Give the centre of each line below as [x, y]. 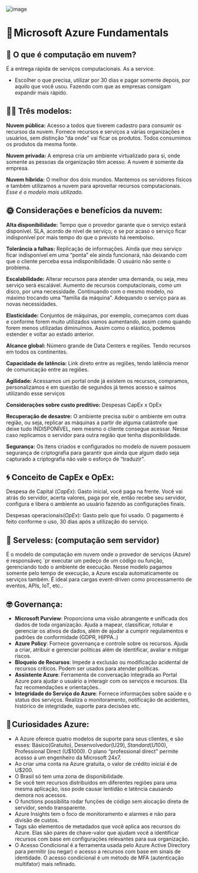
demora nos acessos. [41, 795]
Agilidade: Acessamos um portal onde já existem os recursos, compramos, [98, 381]
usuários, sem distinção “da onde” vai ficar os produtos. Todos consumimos [99, 138]
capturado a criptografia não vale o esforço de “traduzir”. [76, 459]
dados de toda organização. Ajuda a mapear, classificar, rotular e [93, 625]
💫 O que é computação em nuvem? [71, 54]
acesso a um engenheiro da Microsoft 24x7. [68, 758]
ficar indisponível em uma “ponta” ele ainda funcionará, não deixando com [97, 255]
